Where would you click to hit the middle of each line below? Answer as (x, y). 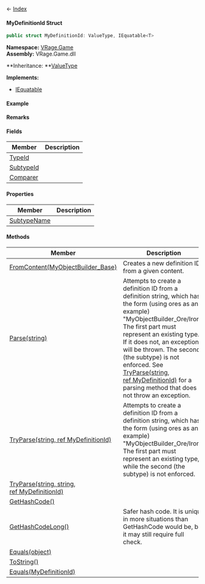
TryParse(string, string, (42, 484)
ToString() (24, 561)
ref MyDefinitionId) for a (157, 380)
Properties (20, 194)
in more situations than (156, 519)
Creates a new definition (158, 263)
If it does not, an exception (161, 341)
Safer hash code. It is (153, 511)
